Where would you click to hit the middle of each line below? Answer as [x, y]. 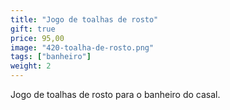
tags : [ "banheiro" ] [51, 57]
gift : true [33, 29]
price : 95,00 [37, 38]
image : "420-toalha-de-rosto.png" [82, 47]
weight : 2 [31, 66]
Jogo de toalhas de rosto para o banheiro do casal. [115, 94]
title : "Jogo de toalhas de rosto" [84, 19]
